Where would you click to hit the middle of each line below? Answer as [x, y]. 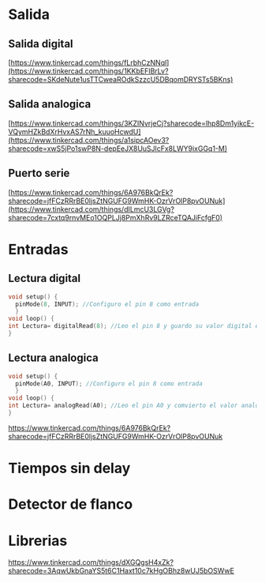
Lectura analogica [53, 358]
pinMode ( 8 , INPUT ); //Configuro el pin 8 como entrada [107, 304]
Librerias [38, 541]
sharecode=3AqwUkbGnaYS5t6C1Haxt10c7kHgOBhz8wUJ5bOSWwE [121, 571]
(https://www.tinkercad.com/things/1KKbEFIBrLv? [88, 71]
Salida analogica [50, 104]
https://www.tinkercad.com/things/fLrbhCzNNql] [90, 62]
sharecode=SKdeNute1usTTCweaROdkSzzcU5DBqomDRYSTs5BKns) [121, 79]
